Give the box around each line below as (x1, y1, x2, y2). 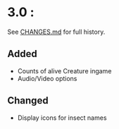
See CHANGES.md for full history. (7, 27, 106, 36)
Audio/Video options (17, 74, 77, 82)
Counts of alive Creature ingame (17, 66, 112, 75)
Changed (7, 94, 49, 106)
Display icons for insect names (17, 113, 107, 122)
